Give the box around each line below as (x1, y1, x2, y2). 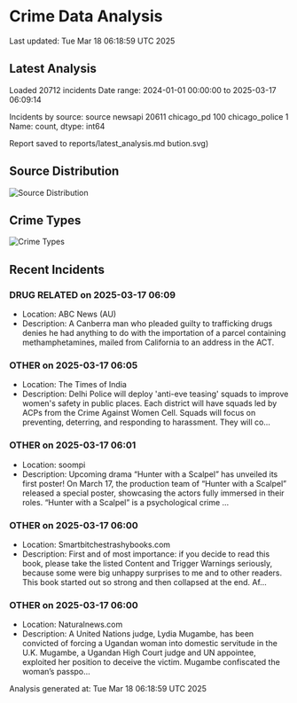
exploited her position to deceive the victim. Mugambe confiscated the (21, 657, 281, 668)
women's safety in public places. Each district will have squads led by (21, 398, 277, 409)
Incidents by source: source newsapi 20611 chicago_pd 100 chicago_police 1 (9, 111, 289, 121)
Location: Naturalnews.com (21, 619, 123, 630)
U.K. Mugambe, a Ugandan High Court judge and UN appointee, (21, 647, 256, 658)
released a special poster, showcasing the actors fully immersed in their (21, 488, 285, 498)
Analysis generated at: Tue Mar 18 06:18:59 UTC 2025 (9, 683, 207, 694)
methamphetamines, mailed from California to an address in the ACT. (21, 337, 275, 348)
